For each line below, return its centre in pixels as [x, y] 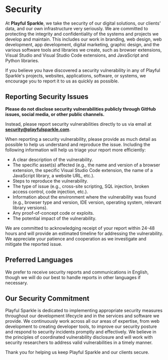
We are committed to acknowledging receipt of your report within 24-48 [80, 228]
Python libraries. [22, 60]
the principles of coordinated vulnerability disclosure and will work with [79, 337]
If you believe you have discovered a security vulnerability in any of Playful [83, 70]
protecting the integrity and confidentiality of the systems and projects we [82, 34]
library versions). [30, 208]
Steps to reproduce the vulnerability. [50, 181]
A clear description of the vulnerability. [53, 159]
